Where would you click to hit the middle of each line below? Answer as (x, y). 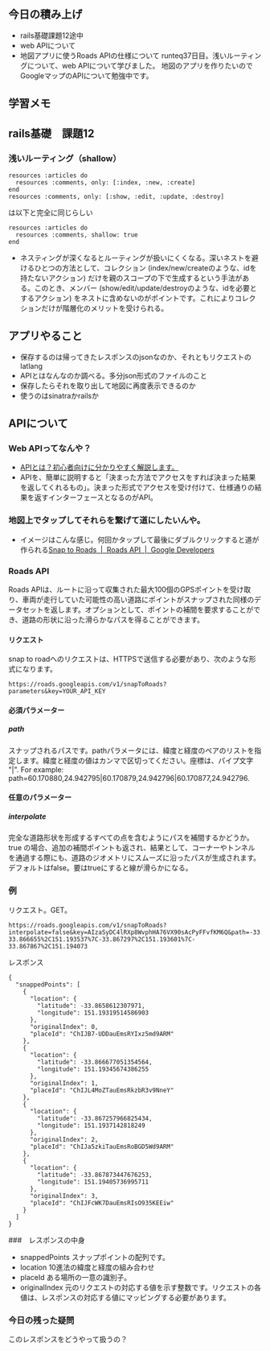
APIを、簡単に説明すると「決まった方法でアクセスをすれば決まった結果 (138, 477)
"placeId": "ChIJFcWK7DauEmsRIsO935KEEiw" (102, 1203)
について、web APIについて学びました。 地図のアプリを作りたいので (140, 65)
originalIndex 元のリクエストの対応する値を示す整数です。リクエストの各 (141, 1287)
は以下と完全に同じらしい (51, 213)
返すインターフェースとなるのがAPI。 (96, 498)
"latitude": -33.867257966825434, (95, 1118)
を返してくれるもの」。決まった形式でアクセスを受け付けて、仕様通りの (137, 488)
